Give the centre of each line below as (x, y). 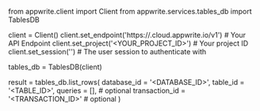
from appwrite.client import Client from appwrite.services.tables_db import (130, 11)
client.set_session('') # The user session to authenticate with (107, 52)
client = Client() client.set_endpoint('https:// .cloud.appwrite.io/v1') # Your (127, 35)
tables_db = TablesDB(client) (55, 67)
